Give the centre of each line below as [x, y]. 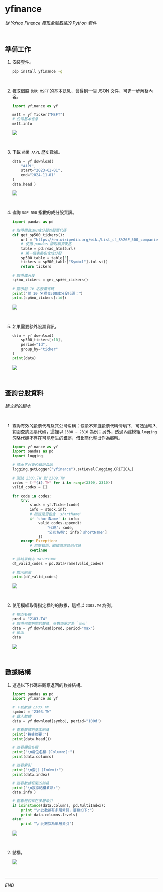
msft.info [22, 124]
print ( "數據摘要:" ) [30, 734]
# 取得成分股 [23, 276]
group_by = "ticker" [40, 349]
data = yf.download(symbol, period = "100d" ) [57, 721]
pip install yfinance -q [37, 71]
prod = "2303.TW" [30, 619]
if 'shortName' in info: [55, 519]
